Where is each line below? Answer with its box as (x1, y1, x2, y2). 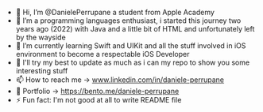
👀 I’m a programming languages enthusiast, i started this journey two (15, 16, 242, 25)
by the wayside (15, 32, 66, 42)
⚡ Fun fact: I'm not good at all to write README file (15, 95, 182, 104)
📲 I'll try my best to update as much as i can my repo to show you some (15, 58, 250, 67)
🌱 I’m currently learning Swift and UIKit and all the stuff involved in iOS (15, 41, 246, 50)
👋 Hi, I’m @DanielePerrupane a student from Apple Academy (15, 8, 215, 17)
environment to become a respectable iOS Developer (15, 50, 190, 58)
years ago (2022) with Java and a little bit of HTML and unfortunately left (15, 24, 255, 33)
